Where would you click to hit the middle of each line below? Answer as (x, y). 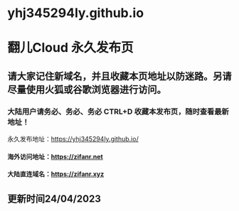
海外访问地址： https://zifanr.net (55, 156)
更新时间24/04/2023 (54, 199)
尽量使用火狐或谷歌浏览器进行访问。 (87, 89)
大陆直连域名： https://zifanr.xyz (56, 174)
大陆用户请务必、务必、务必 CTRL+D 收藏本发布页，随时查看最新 (118, 112)
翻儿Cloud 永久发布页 (70, 48)
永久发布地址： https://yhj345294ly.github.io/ (73, 139)
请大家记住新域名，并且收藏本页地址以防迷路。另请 (119, 76)
